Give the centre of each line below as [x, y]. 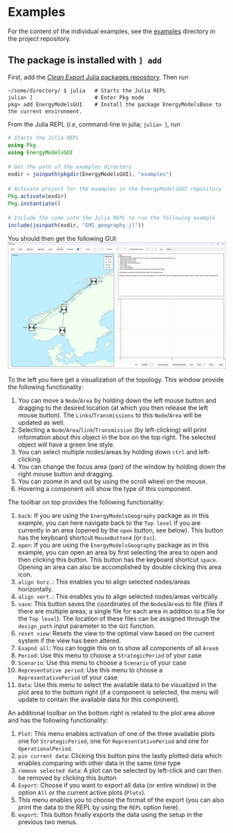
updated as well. [41, 422]
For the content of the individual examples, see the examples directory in [112, 31]
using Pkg [22, 145]
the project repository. [39, 38]
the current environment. [45, 111]
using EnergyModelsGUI [40, 152]
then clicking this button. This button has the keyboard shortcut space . [118, 559]
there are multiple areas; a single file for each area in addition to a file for [121, 611]
